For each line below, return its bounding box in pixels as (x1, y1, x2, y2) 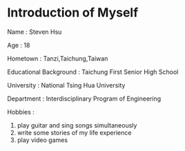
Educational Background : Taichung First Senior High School (7, 68, 179, 76)
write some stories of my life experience (17, 128, 132, 137)
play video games (17, 136, 68, 144)
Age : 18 (7, 41, 30, 49)
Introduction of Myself (7, 5, 139, 21)
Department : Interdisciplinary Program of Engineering (7, 94, 162, 103)
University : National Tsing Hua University (7, 81, 126, 89)
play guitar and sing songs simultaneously (17, 121, 137, 129)
